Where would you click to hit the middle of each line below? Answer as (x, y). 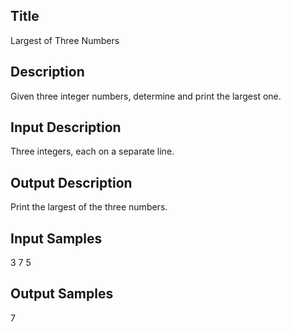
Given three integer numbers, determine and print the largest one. (146, 96)
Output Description (71, 182)
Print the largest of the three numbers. (89, 207)
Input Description (66, 127)
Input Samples (56, 238)
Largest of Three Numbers (65, 40)
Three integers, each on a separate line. (92, 151)
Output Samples (62, 294)
